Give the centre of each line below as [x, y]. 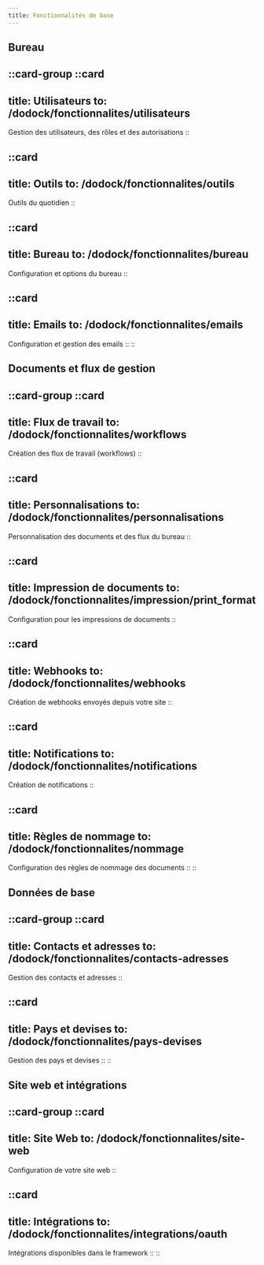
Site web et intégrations [68, 1085]
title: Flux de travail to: [64, 422]
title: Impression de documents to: [94, 588]
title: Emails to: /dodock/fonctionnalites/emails [126, 325]
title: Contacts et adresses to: [82, 946]
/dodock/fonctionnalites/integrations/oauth [118, 1234]
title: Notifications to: [61, 753]
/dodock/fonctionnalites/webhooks [97, 683]
